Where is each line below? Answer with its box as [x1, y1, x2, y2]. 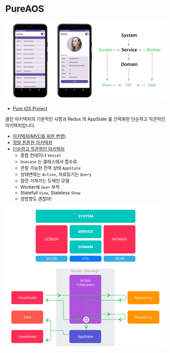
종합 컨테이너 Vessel [20, 152, 62, 158]
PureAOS [5, 3, 44, 15]
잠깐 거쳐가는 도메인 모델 [20, 178, 70, 184]
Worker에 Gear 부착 [20, 184, 60, 190]
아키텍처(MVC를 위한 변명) [12, 133, 66, 139]
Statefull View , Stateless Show [20, 189, 80, 196]
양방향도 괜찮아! [20, 195, 52, 201]
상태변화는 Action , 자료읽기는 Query [20, 171, 92, 177]
